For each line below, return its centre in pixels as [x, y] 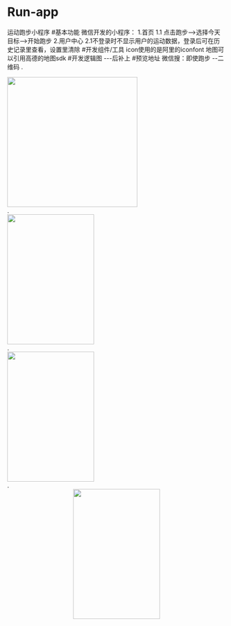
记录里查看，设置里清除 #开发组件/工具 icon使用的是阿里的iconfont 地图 [115, 49]
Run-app [33, 12]
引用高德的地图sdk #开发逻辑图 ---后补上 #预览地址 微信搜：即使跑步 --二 [118, 58]
